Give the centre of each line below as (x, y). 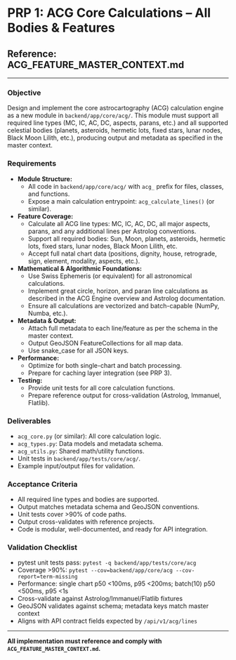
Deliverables (29, 421)
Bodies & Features (61, 28)
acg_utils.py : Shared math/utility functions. (81, 451)
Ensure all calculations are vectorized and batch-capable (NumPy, (124, 305)
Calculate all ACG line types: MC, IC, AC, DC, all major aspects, (119, 223)
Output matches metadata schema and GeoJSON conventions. (109, 507)
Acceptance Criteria (42, 484)
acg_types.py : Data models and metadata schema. (90, 443)
